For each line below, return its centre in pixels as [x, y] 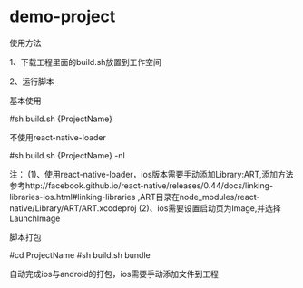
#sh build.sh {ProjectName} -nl [67, 155]
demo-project [63, 17]
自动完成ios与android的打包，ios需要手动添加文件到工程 [114, 274]
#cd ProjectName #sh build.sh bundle [80, 254]
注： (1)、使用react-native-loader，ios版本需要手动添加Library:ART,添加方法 [151, 174]
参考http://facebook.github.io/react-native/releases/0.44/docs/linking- [142, 185]
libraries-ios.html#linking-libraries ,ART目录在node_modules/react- [135, 197]
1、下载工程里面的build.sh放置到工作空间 [85, 62]
